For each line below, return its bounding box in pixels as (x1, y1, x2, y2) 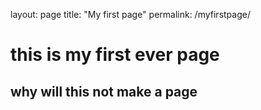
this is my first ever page (10, 44, 220, 66)
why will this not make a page (10, 83, 198, 100)
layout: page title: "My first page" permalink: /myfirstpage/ (10, 9, 251, 20)
